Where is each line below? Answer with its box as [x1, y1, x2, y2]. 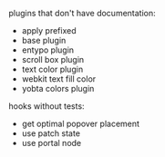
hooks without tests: [8, 101, 85, 112]
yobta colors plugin [21, 83, 95, 93]
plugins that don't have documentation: [8, 8, 156, 18]
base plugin [21, 35, 67, 45]
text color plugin [21, 64, 84, 74]
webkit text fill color [21, 74, 97, 84]
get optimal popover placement [21, 118, 140, 129]
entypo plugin [21, 44, 75, 55]
